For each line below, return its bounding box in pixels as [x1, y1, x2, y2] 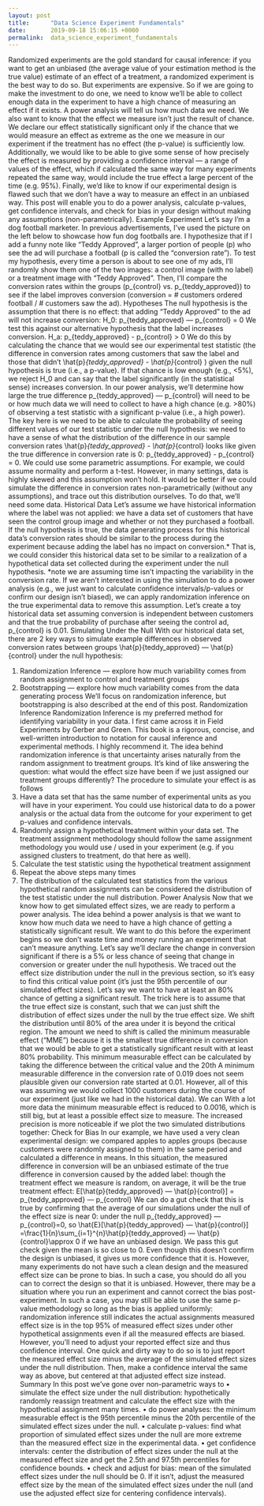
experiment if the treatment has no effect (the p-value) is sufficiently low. [8, 139, 246, 148]
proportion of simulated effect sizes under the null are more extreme [19, 1430, 242, 1440]
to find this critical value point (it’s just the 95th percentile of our [19, 977, 228, 986]
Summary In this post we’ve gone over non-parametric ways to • [19, 1380, 230, 1389]
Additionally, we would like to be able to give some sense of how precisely [8, 148, 250, 157]
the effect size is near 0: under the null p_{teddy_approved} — [19, 1211, 221, 1221]
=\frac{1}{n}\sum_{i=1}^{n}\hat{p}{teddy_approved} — [19, 1229, 195, 1238]
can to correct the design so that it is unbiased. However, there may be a [19, 1279, 256, 1288]
